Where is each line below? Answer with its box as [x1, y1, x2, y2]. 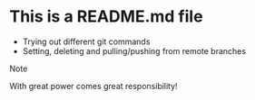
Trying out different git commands [22, 36, 151, 47]
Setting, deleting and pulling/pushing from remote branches [22, 45, 247, 56]
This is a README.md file [9, 6, 203, 27]
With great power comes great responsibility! [9, 80, 179, 91]
